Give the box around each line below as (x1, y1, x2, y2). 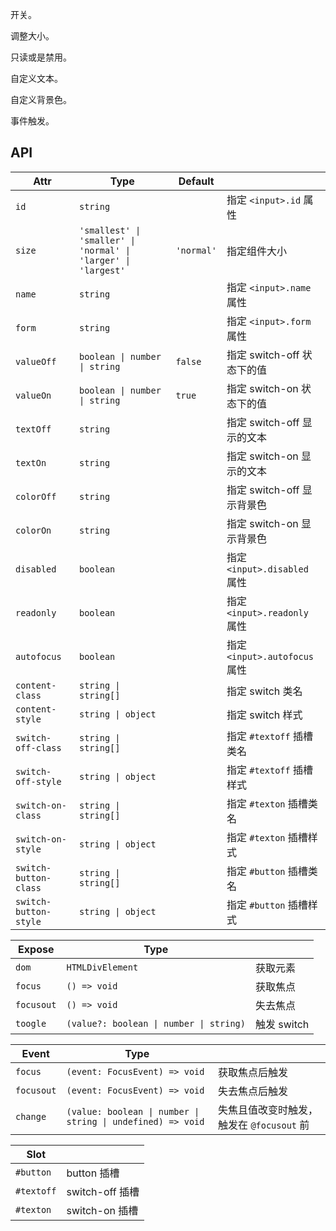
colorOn (15, 524, 52, 536)
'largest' (78, 264, 126, 276)
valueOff (15, 356, 57, 367)
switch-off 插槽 (66, 1184, 140, 1198)
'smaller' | (78, 234, 136, 246)
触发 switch (254, 1017, 310, 1031)
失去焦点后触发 (218, 1084, 289, 1098)
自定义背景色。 (10, 94, 72, 105)
